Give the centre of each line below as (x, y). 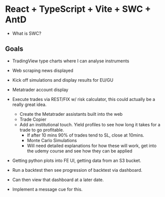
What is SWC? (27, 33)
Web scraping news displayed (43, 70)
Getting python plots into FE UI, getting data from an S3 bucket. (77, 160)
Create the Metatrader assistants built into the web (71, 114)
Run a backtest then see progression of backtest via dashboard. (77, 170)
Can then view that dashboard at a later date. (58, 180)
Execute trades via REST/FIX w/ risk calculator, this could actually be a (83, 99)
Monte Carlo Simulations (52, 140)
